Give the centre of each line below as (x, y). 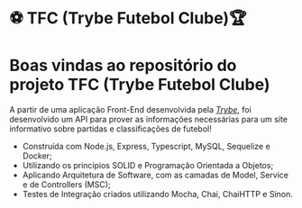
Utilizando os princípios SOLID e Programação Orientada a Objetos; (148, 166)
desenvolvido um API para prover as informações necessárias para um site (149, 120)
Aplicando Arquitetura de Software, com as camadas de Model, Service (156, 175)
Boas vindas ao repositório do (123, 66)
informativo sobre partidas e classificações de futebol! (110, 129)
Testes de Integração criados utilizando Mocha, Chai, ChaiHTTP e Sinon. (157, 194)
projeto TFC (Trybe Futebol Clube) (140, 85)
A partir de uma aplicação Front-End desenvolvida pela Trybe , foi (131, 110)
